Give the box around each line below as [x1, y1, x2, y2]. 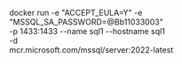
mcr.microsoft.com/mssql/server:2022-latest [9, 45, 174, 55]
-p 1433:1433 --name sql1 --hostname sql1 [9, 26, 166, 36]
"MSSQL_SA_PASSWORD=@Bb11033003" [9, 17, 164, 27]
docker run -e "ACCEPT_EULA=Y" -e [9, 8, 143, 18]
